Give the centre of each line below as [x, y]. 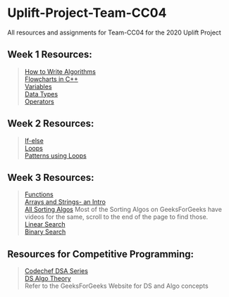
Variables [38, 87]
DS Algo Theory [48, 279]
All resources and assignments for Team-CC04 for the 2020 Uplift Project [114, 32]
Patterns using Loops [55, 156]
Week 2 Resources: [51, 124]
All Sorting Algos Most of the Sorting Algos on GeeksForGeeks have [123, 210]
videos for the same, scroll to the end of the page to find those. [116, 217]
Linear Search [45, 225]
